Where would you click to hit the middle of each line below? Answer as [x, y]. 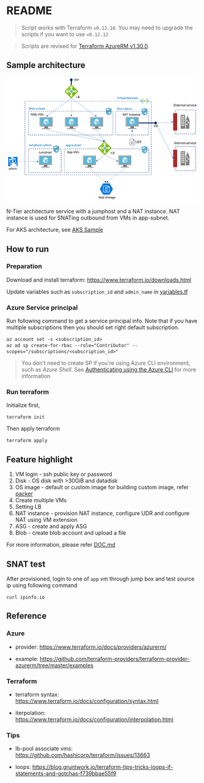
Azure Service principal [42, 307]
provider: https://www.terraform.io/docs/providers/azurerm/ [91, 647]
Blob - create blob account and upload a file [71, 533]
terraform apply [27, 441]
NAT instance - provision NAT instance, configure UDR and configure [102, 513]
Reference [27, 616]
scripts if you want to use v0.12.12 [65, 34]
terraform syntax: [37, 695]
